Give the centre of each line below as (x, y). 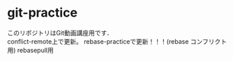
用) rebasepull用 (30, 50)
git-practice (43, 13)
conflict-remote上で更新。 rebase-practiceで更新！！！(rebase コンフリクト (117, 41)
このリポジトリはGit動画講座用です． (60, 33)
